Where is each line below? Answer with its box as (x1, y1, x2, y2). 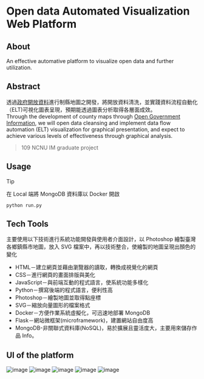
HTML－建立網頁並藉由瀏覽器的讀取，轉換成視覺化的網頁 (15, 264, 158, 271)
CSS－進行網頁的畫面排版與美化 (15, 271, 95, 279)
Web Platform (6, 17, 77, 31)
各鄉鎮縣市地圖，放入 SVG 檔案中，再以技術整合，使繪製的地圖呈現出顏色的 (6, 243, 196, 250)
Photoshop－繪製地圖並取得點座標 (15, 294, 101, 301)
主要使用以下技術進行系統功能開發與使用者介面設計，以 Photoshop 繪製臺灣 (6, 236, 196, 243)
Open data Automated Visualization (6, 4, 190, 18)
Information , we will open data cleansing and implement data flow (6, 119, 171, 126)
